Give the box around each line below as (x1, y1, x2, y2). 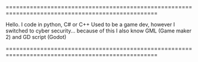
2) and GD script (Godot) (5, 34, 67, 40)
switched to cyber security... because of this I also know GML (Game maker (5, 27, 192, 34)
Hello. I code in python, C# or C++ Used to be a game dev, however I (5, 21, 175, 28)
